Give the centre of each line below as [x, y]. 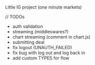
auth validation [28, 26]
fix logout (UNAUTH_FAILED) [42, 47]
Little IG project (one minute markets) [43, 7]
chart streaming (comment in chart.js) [51, 37]
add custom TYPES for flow [41, 58]
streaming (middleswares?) [40, 32]
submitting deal [28, 42]
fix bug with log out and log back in [49, 53]
